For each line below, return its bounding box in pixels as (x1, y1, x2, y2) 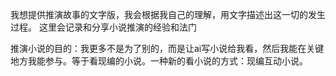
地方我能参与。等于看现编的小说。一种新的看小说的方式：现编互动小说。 (10, 55, 308, 67)
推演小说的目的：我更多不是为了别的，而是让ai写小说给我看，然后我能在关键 (10, 43, 325, 54)
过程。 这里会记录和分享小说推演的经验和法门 (10, 21, 197, 33)
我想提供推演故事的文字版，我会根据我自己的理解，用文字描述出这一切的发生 (10, 9, 326, 20)
